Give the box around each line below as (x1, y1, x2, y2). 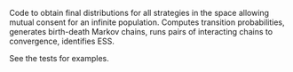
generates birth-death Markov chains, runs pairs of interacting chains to (9, 27, 273, 36)
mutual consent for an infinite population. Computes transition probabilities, (9, 17, 286, 28)
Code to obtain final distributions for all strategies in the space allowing (9, 8, 269, 18)
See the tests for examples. (9, 53, 109, 63)
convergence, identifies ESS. (9, 36, 115, 46)
